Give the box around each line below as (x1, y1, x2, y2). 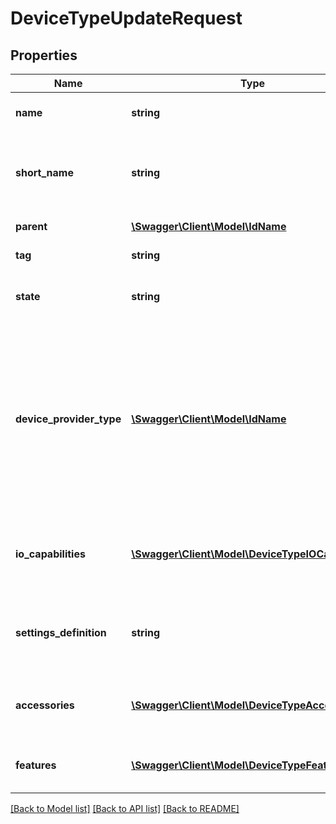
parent (15, 220, 48, 233)
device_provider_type (15, 412, 122, 426)
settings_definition (15, 626, 107, 639)
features (15, 758, 57, 772)
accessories (15, 698, 75, 712)
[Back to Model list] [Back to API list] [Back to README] (10, 803, 240, 814)
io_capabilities (15, 547, 86, 561)
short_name (15, 166, 74, 179)
